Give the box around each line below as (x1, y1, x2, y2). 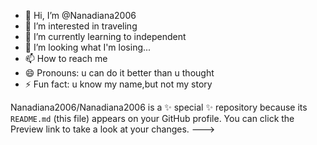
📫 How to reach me (24, 53, 108, 64)
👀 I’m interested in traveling (24, 20, 138, 32)
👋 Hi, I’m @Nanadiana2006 (24, 10, 137, 21)
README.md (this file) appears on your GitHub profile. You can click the (10, 113, 295, 124)
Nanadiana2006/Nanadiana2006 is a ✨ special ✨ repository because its (10, 101, 308, 113)
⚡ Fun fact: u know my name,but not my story (24, 78, 213, 90)
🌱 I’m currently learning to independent (24, 31, 187, 42)
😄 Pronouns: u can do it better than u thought (24, 67, 215, 79)
